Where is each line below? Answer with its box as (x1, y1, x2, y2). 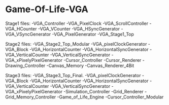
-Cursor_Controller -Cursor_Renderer (63, 57, 142, 63)
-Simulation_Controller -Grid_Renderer (63, 88, 144, 94)
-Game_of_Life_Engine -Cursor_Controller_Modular (57, 94, 164, 100)
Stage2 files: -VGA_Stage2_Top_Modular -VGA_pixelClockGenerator (5, 41, 147, 47)
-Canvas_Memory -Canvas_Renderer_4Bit (46, 62, 134, 68)
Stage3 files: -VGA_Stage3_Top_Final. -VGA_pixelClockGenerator (5, 72, 141, 78)
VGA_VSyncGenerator (5, 31, 51, 37)
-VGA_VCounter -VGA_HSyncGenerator (38, 25, 120, 31)
